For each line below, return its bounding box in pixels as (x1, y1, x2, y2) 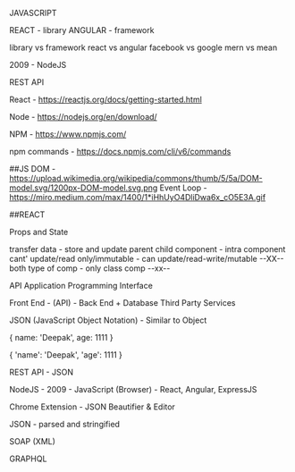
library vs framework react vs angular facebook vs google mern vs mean (9, 42, 278, 53)
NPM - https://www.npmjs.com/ (9, 129, 127, 139)
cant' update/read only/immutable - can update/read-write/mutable (9, 254, 257, 264)
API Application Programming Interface (9, 281, 154, 291)
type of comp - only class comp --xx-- (28, 263, 171, 274)
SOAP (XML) (9, 436, 56, 446)
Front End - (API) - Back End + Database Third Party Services (9, 298, 236, 308)
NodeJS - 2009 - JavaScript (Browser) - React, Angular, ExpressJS (9, 384, 257, 394)
